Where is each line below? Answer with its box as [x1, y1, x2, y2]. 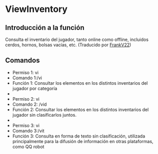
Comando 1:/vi [12, 75, 42, 81]
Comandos [5, 56, 40, 65]
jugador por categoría [12, 85, 57, 91]
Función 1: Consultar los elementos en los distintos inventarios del [12, 80, 148, 86]
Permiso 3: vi [12, 122, 40, 128]
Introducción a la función [5, 23, 85, 32]
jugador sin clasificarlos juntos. [12, 112, 77, 118]
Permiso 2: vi [12, 96, 40, 102]
